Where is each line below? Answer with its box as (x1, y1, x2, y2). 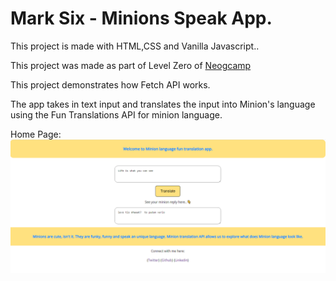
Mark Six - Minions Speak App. (10, 7, 273, 30)
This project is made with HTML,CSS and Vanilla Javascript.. (10, 40, 260, 52)
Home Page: (10, 128, 62, 140)
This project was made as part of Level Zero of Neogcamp (10, 59, 252, 71)
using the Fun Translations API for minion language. (10, 108, 223, 121)
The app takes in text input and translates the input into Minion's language (10, 98, 316, 110)
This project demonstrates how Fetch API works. (10, 78, 211, 91)
